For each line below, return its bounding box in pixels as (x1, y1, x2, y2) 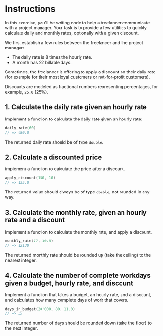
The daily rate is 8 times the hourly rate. (12, 54, 93, 60)
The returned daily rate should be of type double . (5, 139, 103, 145)
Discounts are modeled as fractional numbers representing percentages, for (5, 83, 158, 89)
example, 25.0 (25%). (5, 89, 49, 95)
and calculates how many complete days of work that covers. (5, 297, 129, 303)
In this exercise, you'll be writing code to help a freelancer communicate (5, 20, 150, 25)
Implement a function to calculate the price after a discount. (5, 166, 125, 172)
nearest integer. (5, 257, 37, 263)
